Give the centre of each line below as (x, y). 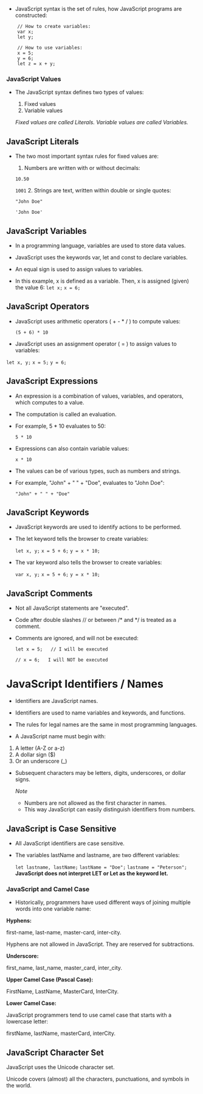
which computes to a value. (50, 402)
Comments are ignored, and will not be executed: (77, 638)
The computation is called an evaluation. (66, 414)
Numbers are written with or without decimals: (82, 168)
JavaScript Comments (50, 593)
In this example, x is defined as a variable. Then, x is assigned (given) (102, 281)
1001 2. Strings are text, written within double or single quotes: (93, 191)
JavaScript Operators (48, 307)
